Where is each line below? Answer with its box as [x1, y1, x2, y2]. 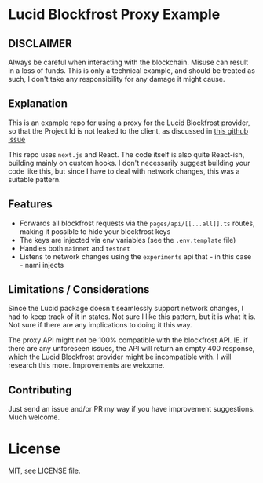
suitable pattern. [8, 174, 61, 184]
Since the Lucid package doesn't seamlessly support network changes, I [8, 304, 243, 313]
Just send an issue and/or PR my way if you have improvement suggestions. [8, 404, 255, 414]
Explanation [8, 97, 68, 111]
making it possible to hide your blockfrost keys [19, 226, 171, 236]
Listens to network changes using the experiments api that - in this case [19, 251, 252, 261]
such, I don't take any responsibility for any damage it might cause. [8, 75, 225, 83]
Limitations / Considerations [8, 283, 150, 296]
